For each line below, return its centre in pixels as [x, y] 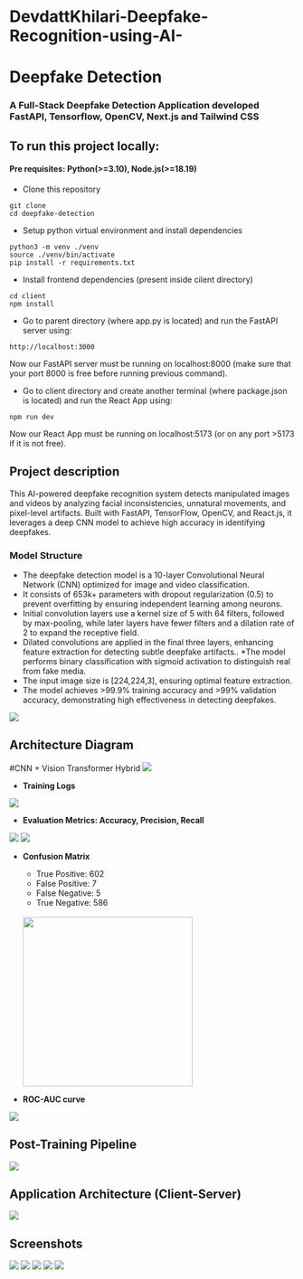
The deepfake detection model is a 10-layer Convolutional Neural [143, 575]
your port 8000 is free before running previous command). [118, 373]
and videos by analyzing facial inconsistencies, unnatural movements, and [148, 503]
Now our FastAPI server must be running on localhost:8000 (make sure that [150, 363]
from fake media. [54, 671]
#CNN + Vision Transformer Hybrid [75, 768]
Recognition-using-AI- [96, 36]
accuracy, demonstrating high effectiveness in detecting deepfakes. [149, 700]
